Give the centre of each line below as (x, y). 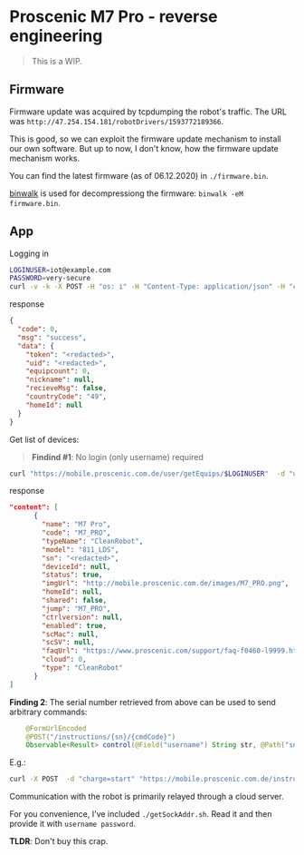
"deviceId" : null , (76, 566)
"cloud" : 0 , (65, 660)
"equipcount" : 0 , (58, 371)
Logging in (29, 253)
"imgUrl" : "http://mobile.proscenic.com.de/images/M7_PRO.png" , (166, 584)
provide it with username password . (72, 824)
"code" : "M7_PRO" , (76, 533)
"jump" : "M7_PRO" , (76, 609)
